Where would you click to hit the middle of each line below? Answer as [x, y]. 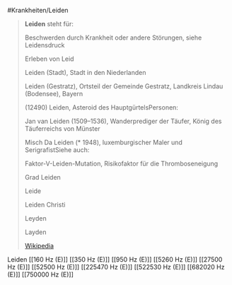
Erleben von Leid [49, 59]
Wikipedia [39, 246]
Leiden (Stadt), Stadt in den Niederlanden [85, 72]
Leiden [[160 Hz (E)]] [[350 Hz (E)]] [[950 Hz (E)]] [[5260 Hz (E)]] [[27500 [115, 260]
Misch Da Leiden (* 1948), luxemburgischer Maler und [103, 142]
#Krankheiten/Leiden [38, 10]
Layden [35, 232]
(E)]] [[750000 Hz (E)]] [41, 274]
